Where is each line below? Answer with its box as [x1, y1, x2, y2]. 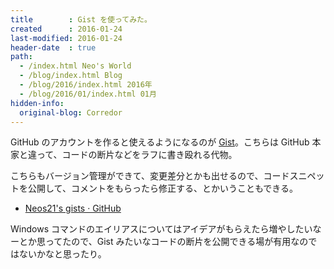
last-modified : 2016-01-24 [10, 33, 123, 43]
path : [10, 52, 33, 62]
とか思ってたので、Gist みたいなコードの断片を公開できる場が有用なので [18, 236, 318, 248]
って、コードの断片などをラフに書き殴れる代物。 [36, 149, 238, 161]
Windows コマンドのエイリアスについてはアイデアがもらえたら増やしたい [10, 223, 313, 235]
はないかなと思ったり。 [10, 248, 107, 260]
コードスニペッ [263, 170, 325, 182]
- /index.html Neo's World [19, 61, 132, 71]
